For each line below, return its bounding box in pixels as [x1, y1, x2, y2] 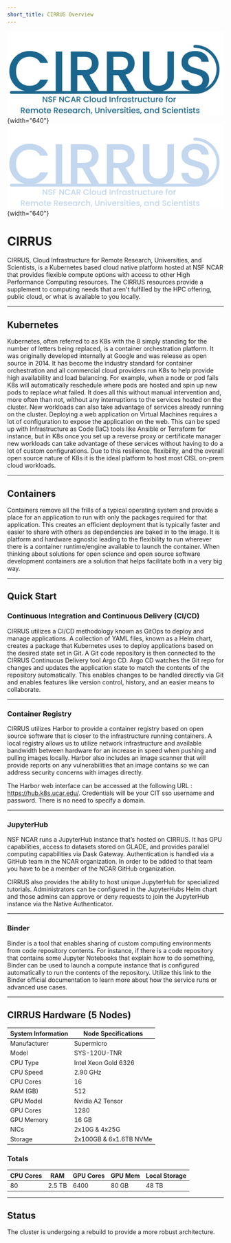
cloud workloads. [7, 461, 56, 470]
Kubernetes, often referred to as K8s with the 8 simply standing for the [7, 337, 208, 346]
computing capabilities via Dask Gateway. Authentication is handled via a [7, 850, 214, 858]
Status [7, 1210, 36, 1222]
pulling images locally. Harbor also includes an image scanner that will [7, 753, 206, 762]
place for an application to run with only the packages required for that [7, 513, 208, 522]
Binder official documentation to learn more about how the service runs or [7, 976, 217, 984]
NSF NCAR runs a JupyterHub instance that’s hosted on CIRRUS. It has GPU [7, 836, 222, 844]
